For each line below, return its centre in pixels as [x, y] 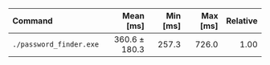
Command [33, 21]
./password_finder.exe [55, 45]
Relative [242, 21]
